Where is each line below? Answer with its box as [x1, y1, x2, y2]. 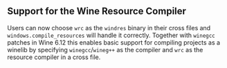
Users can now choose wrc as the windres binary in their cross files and [7, 23, 211, 32]
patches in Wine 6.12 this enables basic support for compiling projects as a [7, 38, 220, 47]
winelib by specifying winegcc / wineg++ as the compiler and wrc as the [7, 45, 203, 54]
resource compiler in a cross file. [7, 53, 101, 61]
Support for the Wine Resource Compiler [7, 5, 187, 17]
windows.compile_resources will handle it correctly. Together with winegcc [7, 31, 216, 39]
